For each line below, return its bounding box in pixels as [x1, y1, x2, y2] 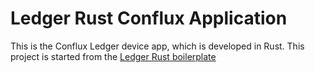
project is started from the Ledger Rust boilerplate [10, 50, 217, 62]
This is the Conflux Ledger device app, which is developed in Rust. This [10, 40, 305, 52]
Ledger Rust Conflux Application [10, 7, 288, 30]
